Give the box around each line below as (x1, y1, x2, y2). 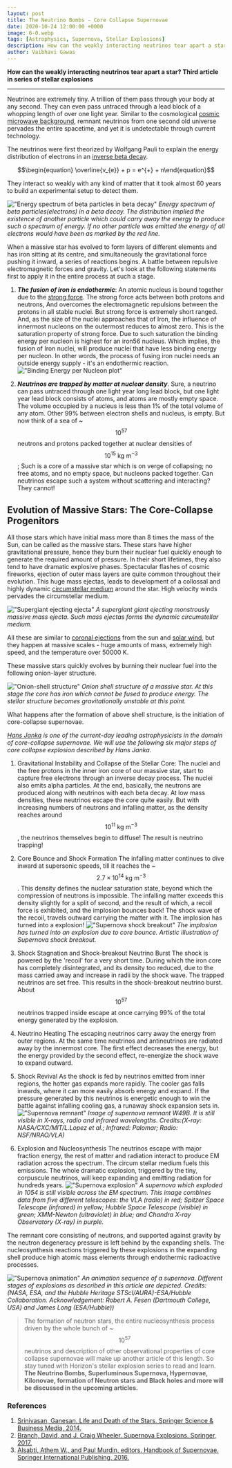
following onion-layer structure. (7, 669, 97, 677)
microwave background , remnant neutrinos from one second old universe (7, 117, 217, 125)
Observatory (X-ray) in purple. (17, 1218, 104, 1226)
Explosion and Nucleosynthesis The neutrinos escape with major (17, 1144, 202, 1152)
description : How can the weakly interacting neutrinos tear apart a (7, 42, 212, 49)
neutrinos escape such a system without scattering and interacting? (17, 476, 211, 485)
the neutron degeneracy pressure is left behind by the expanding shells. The (7, 1238, 224, 1247)
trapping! (17, 841, 43, 849)
